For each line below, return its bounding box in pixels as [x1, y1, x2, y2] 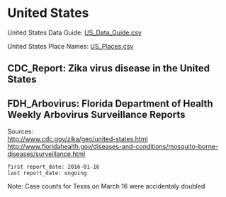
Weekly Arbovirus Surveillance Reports [7, 108, 186, 121]
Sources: [7, 127, 34, 136]
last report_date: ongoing [7, 169, 87, 177]
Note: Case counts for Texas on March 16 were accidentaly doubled [7, 182, 205, 191]
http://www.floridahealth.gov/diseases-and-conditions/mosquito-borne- [7, 143, 219, 151]
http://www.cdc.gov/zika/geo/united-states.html [7, 135, 148, 143]
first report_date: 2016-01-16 [7, 164, 100, 171]
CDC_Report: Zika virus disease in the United [7, 62, 210, 75]
